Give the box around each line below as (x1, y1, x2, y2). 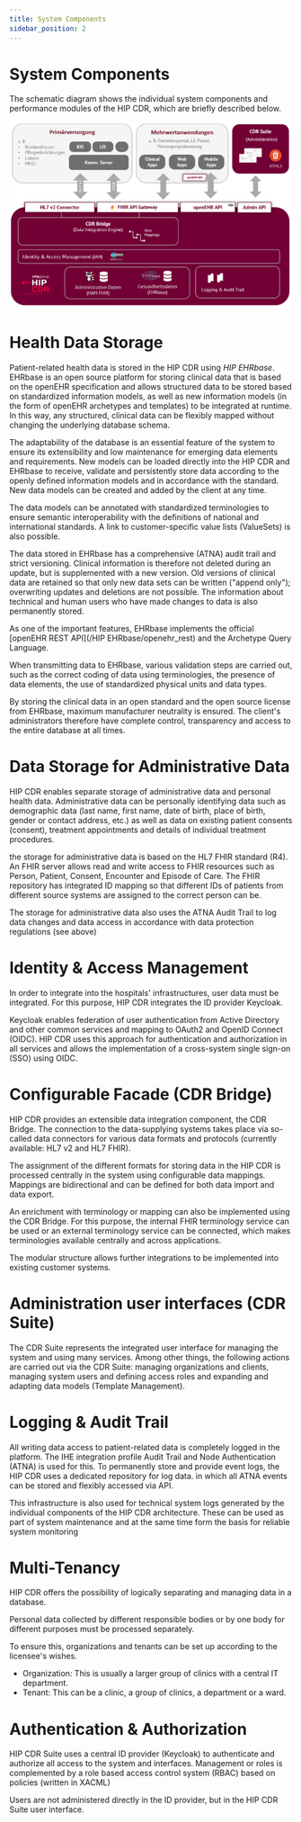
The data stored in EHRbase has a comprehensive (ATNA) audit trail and (9, 548, 277, 559)
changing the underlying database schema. (9, 419, 171, 430)
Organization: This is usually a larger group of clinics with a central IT (22, 1668, 279, 1679)
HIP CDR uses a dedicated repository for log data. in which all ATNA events (9, 1470, 288, 1481)
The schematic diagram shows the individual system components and (9, 94, 268, 104)
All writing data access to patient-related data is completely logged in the (9, 1441, 280, 1452)
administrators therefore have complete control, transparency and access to (9, 715, 291, 726)
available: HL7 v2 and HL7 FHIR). (9, 1143, 131, 1153)
